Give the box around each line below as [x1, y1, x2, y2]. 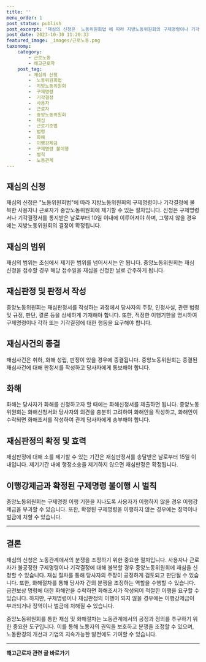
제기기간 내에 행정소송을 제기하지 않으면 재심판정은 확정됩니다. [29, 461, 178, 468]
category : [17, 49, 43, 55]
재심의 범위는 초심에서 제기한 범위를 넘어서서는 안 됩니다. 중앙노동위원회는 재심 [6, 259, 195, 266]
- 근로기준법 [28, 123, 58, 129]
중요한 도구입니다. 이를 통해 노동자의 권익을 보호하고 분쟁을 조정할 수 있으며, [12, 623, 194, 630]
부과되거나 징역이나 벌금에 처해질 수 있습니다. [6, 602, 115, 609]
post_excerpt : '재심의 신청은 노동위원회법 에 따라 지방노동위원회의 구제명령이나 [6, 26, 189, 32]
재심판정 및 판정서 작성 [6, 286, 87, 297]
